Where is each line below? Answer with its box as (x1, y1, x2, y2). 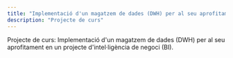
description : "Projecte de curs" (7, 17, 104, 23)
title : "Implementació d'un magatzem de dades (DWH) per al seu (7, 10, 197, 17)
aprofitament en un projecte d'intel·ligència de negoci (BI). (7, 43, 174, 51)
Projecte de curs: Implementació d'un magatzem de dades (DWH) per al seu (7, 35, 225, 43)
